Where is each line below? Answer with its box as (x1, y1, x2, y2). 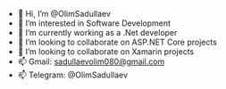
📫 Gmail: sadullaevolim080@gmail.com (17, 56, 165, 67)
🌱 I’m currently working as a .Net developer (17, 28, 178, 37)
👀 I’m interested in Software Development (17, 18, 172, 28)
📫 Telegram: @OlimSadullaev (17, 69, 128, 80)
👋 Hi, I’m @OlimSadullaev (17, 9, 112, 19)
